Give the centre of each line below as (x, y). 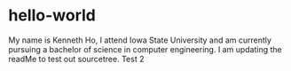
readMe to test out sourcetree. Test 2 (76, 59)
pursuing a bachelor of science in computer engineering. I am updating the (145, 49)
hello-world (52, 16)
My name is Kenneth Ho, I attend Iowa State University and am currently (140, 40)
